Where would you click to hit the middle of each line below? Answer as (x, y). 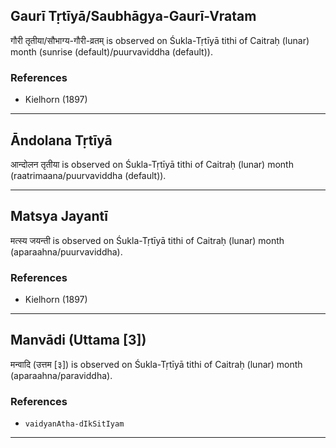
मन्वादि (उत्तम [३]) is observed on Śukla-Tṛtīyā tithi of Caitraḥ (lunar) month (156, 364)
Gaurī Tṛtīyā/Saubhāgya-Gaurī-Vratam (133, 16)
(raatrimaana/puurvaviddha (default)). (88, 175)
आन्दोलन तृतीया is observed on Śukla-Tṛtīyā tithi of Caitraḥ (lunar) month (152, 164)
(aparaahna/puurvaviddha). (66, 251)
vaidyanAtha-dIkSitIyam (74, 424)
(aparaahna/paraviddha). (61, 375)
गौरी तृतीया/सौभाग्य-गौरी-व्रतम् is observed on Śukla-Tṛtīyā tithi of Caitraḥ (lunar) (160, 40)
